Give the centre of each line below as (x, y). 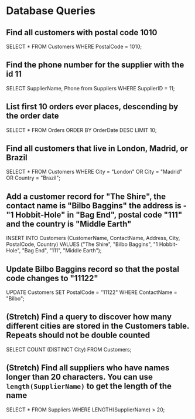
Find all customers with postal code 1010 (82, 33)
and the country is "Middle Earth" (69, 224)
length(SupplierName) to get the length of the (89, 386)
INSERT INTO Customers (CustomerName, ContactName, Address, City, (93, 238)
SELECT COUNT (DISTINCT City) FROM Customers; (69, 349)
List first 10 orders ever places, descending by (92, 107)
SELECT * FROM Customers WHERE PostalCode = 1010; (74, 46)
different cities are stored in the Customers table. (97, 326)
